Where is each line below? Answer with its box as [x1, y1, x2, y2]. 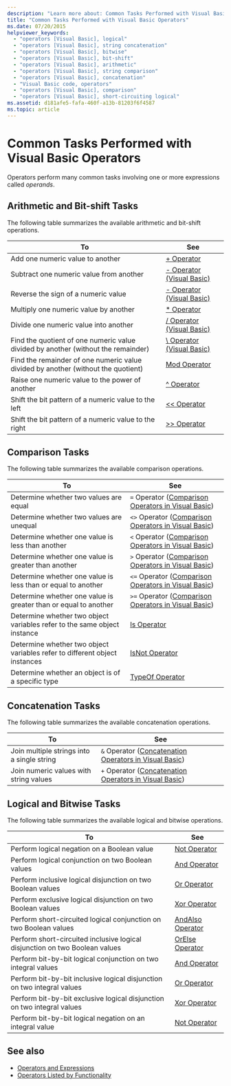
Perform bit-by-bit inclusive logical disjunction [10, 974, 163, 984]
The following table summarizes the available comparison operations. [7, 465, 204, 473]
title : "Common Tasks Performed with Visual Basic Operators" [7, 17, 189, 23]
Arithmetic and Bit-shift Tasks [7, 200, 139, 212]
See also [7, 1045, 45, 1057]
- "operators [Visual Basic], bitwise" [13, 49, 128, 56]
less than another [10, 541, 67, 550]
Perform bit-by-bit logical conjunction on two [10, 954, 159, 964]
